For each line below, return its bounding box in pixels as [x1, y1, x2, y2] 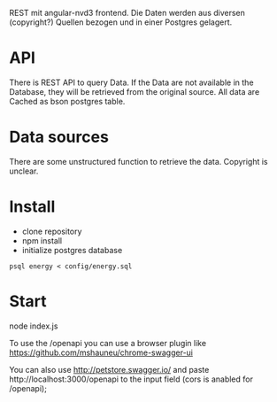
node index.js [9, 321, 58, 331]
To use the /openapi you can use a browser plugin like [9, 337, 206, 348]
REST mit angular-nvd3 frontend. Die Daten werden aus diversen [9, 8, 246, 18]
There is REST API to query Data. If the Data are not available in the [9, 77, 254, 88]
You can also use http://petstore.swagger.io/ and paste [9, 364, 210, 375]
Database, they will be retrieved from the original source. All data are [9, 86, 260, 97]
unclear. [9, 166, 39, 176]
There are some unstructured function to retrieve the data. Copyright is [9, 156, 268, 166]
